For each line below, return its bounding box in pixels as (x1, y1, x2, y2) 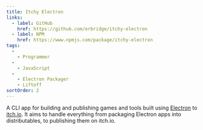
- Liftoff (17, 82, 42, 88)
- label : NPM (12, 31, 45, 37)
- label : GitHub (12, 20, 53, 26)
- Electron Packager (17, 76, 69, 82)
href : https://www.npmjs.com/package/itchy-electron (17, 37, 153, 43)
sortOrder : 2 (6, 88, 39, 94)
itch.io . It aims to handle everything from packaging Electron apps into (6, 110, 182, 118)
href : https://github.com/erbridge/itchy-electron (17, 25, 148, 32)
